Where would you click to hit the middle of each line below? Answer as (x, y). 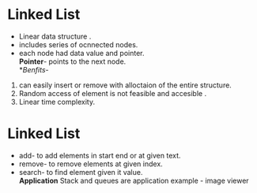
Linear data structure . (55, 36)
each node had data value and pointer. (81, 53)
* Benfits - (34, 69)
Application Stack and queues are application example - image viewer (134, 180)
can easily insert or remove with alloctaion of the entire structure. (125, 85)
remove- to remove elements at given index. (91, 164)
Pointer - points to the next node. (72, 61)
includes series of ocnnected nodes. (78, 44)
